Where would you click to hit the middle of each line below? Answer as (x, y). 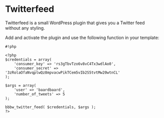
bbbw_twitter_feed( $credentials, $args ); (51, 107)
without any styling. (25, 28)
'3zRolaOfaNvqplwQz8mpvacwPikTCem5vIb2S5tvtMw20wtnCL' (63, 73)
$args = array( (21, 85)
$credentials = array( (28, 59)
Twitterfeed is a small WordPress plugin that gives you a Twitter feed (75, 23)
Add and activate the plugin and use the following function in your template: (82, 38)
